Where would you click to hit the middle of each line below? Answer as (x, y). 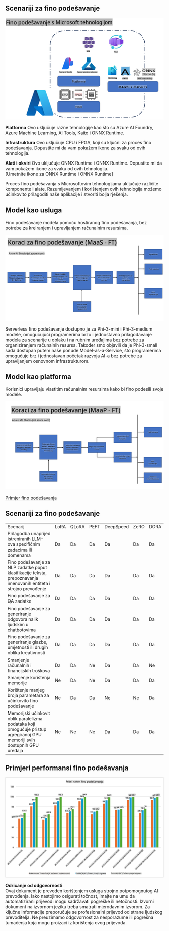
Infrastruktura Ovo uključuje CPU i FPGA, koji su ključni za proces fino (78, 143)
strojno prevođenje (27, 589)
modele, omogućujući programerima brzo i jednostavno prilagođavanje (79, 334)
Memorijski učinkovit (29, 713)
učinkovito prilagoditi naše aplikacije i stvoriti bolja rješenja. (67, 194)
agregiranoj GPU (24, 734)
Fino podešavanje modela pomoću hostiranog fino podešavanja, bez (76, 222)
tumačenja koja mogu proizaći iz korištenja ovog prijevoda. (66, 922)
